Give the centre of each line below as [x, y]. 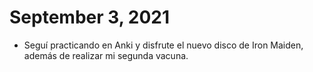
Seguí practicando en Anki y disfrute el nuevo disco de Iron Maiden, [163, 45]
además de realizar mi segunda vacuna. [106, 55]
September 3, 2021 [90, 17]
